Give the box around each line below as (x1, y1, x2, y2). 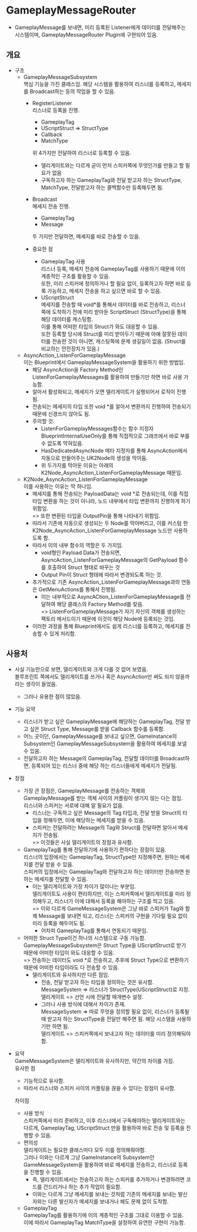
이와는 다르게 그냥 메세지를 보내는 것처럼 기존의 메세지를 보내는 (32, 1190, 177, 1197)
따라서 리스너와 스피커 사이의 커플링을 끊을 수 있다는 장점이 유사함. (23, 1084, 176, 1091)
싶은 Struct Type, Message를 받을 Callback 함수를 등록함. (29, 725, 165, 732)
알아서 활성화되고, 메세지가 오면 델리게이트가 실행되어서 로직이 (32, 388, 175, 395)
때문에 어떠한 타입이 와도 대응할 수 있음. (23, 949, 115, 956)
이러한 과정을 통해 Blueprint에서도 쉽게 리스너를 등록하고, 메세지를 (32, 622, 185, 630)
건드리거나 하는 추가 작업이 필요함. (43, 1183, 122, 1190)
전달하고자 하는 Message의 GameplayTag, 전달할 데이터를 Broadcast (23, 754, 185, 761)
